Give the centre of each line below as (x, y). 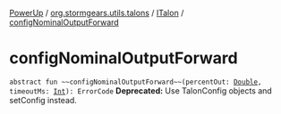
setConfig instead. (43, 100)
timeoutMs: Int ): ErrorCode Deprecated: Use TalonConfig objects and (141, 90)
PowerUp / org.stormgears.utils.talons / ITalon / (97, 13)
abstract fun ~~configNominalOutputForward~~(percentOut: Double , (136, 82)
